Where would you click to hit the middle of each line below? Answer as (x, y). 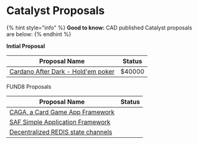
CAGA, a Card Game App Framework (62, 112)
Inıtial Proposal (26, 46)
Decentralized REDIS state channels (61, 132)
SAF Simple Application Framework (60, 122)
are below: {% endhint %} (39, 34)
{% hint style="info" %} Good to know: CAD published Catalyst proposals (99, 28)
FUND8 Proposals (29, 86)
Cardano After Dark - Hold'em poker (62, 71)
